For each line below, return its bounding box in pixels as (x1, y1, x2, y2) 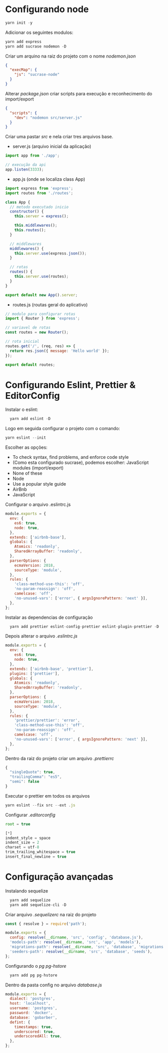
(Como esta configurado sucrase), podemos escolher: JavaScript (12, 459, 149, 465)
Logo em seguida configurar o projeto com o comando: (5, 426, 120, 432)
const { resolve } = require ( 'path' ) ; (5, 921, 87, 926)
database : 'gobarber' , (10, 1015, 58, 1020)
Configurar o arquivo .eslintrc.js (5, 501, 71, 508)
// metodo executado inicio (10, 204, 69, 209)
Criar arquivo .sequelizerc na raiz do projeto (5, 911, 97, 917)
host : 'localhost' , (10, 1001, 51, 1006)
